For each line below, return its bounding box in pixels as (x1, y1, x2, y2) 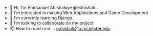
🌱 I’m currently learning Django (9, 15, 72, 20)
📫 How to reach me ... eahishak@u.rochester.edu (9, 26, 110, 31)
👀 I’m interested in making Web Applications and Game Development (9, 10, 148, 16)
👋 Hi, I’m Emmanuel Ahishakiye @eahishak (9, 5, 96, 10)
